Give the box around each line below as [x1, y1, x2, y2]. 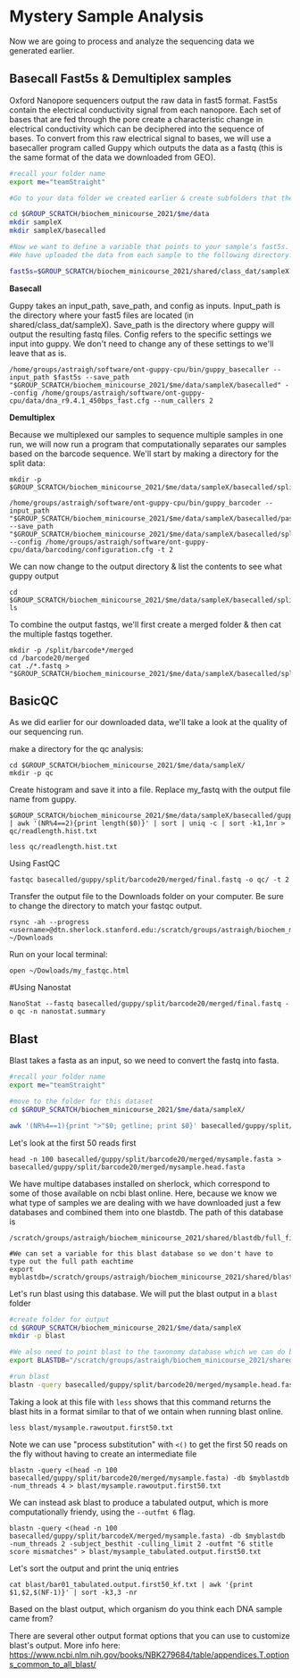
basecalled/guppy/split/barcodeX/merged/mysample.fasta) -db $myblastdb [9, 1532, 286, 1540]
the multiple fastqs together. [9, 628, 113, 639]
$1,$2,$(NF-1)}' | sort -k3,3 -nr [9, 1588, 138, 1597]
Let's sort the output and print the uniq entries [9, 1563, 179, 1574]
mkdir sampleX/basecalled [9, 226, 105, 236]
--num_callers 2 [153, 396, 214, 405]
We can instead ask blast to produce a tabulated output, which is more [9, 1497, 269, 1507]
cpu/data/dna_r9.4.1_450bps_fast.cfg [9, 396, 150, 405]
